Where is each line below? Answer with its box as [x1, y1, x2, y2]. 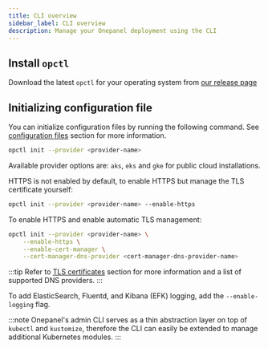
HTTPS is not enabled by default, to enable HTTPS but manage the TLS [8, 176, 245, 185]
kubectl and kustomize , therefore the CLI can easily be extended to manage [8, 324, 258, 334]
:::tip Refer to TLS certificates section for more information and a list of [8, 267, 242, 277]
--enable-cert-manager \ [22, 245, 106, 253]
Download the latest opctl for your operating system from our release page [8, 78, 258, 87]
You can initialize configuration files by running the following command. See [8, 122, 259, 132]
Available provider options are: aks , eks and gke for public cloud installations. [8, 160, 261, 170]
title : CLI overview [8, 11, 78, 20]
